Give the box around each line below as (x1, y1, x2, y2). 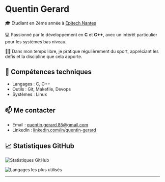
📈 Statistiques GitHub (5, 142, 75, 150)
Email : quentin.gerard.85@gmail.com (12, 121, 88, 127)
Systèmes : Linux (12, 91, 47, 97)
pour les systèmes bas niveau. (5, 38, 67, 45)
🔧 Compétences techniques (5, 68, 92, 76)
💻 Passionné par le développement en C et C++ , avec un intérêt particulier (5, 31, 158, 37)
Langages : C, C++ (12, 81, 51, 87)
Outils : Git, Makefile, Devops (12, 86, 71, 92)
